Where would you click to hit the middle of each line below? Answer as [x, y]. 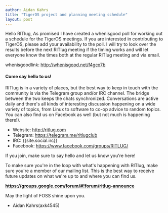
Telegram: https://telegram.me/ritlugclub [55, 135]
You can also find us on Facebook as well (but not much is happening [78, 115]
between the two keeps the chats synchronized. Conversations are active [82, 98]
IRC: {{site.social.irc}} [35, 140]
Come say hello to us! [28, 76]
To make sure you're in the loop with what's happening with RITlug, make [82, 165]
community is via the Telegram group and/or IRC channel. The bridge [77, 93]
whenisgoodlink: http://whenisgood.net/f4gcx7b [55, 65]
